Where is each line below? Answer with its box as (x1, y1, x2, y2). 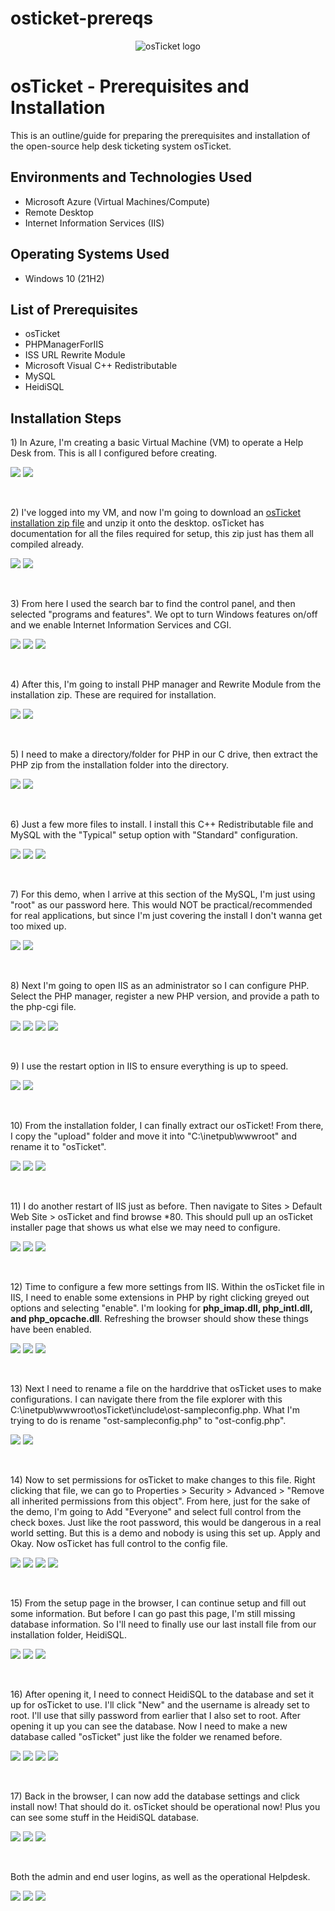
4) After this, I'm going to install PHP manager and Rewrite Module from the (10, 678, 322, 691)
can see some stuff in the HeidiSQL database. (10, 1812, 200, 1824)
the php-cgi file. (10, 1001, 77, 1013)
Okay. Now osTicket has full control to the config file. (10, 1538, 228, 1550)
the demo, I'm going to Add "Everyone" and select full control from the (10, 1506, 302, 1518)
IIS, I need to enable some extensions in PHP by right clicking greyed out (10, 1292, 310, 1304)
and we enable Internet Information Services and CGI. (10, 619, 232, 631)
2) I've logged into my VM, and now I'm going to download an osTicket (10, 507, 302, 519)
